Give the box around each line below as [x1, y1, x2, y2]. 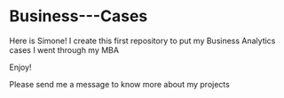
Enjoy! [9, 62, 33, 72]
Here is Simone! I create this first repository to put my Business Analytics [9, 35, 276, 46]
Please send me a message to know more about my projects [9, 79, 231, 89]
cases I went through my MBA [9, 44, 120, 55]
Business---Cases [9, 6, 148, 26]
